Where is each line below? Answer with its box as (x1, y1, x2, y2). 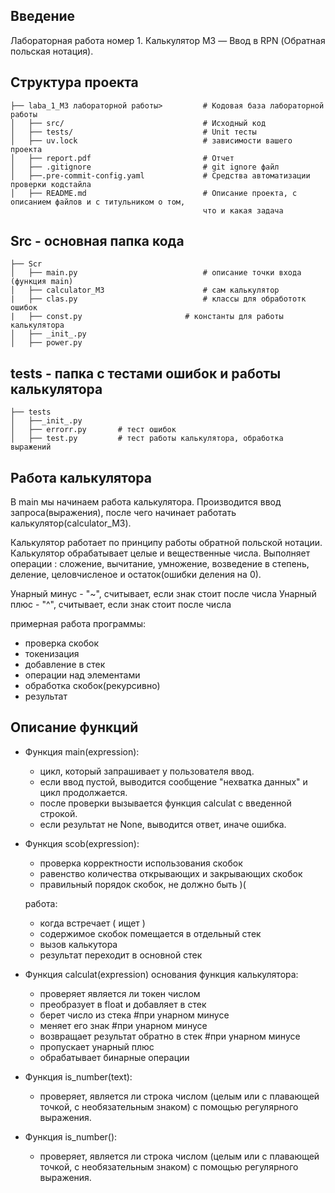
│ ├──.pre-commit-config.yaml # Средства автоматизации (10, 170, 311, 181)
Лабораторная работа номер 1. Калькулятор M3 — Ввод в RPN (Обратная (10, 34, 326, 46)
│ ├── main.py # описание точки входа (10, 268, 302, 278)
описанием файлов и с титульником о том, (10, 197, 186, 207)
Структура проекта (10, 74, 139, 91)
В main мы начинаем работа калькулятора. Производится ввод (10, 496, 282, 508)
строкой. (39, 807, 78, 819)
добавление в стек (24, 659, 106, 671)
